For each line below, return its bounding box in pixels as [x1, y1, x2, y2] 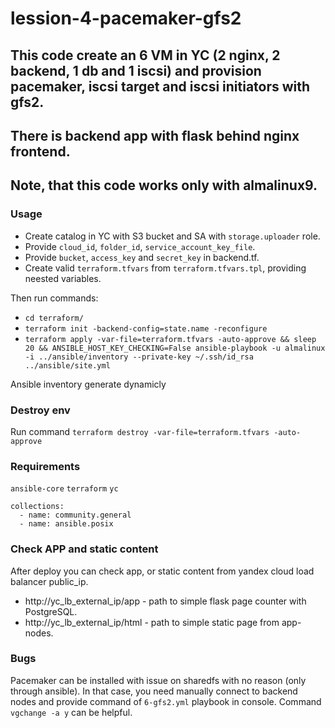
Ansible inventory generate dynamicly [10, 378, 167, 390]
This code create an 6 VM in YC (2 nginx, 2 [10, 47, 281, 64]
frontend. [10, 143, 71, 160]
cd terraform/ [24, 313, 84, 323]
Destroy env [10, 403, 71, 417]
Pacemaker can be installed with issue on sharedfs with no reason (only [10, 674, 307, 686]
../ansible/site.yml [24, 360, 111, 371]
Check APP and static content [10, 542, 159, 556]
